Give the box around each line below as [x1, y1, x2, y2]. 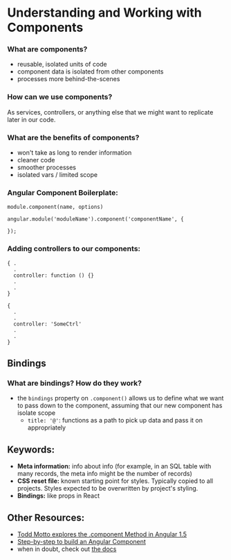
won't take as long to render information [17, 149, 132, 157]
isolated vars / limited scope [17, 171, 98, 179]
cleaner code [17, 156, 55, 164]
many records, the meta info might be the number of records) [17, 470, 192, 478]
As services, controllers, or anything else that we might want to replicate [7, 108, 214, 116]
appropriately [27, 423, 66, 432]
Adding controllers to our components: [7, 244, 140, 254]
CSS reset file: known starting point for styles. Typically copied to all [17, 477, 213, 485]
